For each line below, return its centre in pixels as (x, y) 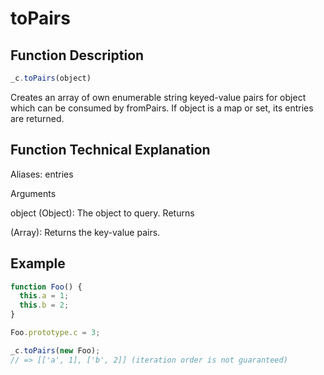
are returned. (37, 118)
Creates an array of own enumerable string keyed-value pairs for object (158, 97)
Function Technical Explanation (110, 150)
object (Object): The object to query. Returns (102, 213)
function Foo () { (46, 287)
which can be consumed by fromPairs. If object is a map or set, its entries (162, 108)
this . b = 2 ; (44, 305)
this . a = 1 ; (44, 296)
